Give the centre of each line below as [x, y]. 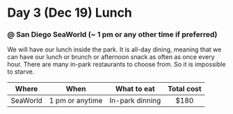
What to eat [135, 89]
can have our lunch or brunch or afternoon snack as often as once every [111, 57]
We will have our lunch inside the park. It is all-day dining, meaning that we [114, 49]
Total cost [185, 89]
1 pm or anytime [76, 101]
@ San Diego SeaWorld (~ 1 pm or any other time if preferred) [112, 35]
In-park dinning [135, 101]
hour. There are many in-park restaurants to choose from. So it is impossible [116, 65]
